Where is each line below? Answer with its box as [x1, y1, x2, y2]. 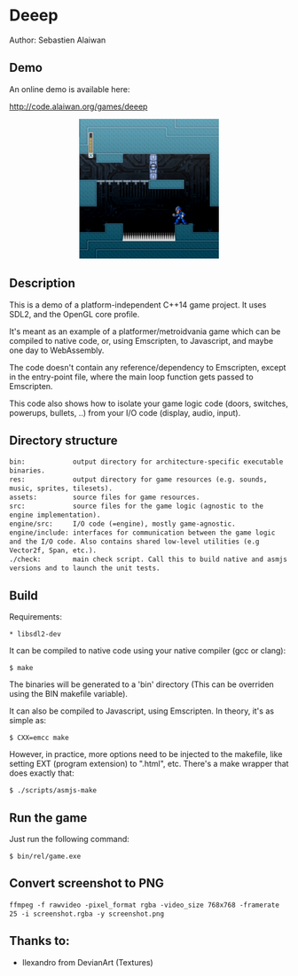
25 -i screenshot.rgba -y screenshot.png [9, 910, 165, 918]
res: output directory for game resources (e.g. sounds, [9, 475, 268, 484]
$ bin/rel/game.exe [9, 852, 82, 861]
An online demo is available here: [9, 83, 130, 94]
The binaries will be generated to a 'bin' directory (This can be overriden [9, 679, 275, 690]
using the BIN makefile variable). [9, 689, 129, 699]
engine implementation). [9, 511, 101, 519]
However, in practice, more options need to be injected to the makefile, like [9, 749, 283, 760]
